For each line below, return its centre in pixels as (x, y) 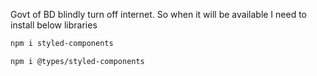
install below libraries (54, 25)
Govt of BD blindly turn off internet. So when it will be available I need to (159, 14)
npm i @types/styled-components (77, 61)
